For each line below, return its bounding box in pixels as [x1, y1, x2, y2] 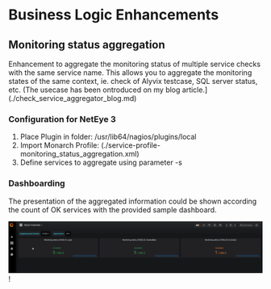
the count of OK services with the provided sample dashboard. [8, 204, 217, 215]
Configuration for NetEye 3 [8, 113, 117, 124]
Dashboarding [8, 178, 66, 189]
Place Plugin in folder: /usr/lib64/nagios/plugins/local [19, 132, 197, 142]
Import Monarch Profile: [19, 140, 99, 150]
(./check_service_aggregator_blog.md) [8, 94, 137, 103]
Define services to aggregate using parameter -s [19, 157, 183, 167]
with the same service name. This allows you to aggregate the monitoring [8, 68, 252, 77]
